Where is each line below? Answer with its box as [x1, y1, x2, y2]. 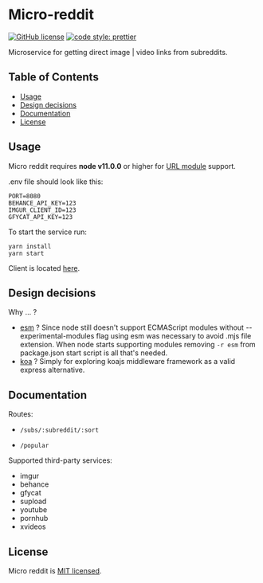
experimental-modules [19, 331, 95, 341]
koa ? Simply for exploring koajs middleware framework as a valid [19, 357, 236, 366]
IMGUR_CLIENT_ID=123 [8, 205, 77, 214]
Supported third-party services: [8, 456, 113, 465]
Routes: [8, 409, 33, 419]
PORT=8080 [8, 192, 41, 200]
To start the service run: [8, 227, 88, 237]
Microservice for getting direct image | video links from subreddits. [8, 47, 228, 57]
